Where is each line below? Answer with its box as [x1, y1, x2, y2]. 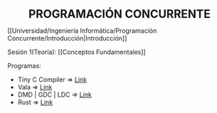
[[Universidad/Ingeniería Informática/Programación [7, 26, 157, 35]
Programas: [7, 62, 41, 70]
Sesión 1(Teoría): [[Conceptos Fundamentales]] [7, 48, 146, 56]
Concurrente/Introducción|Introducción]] [7, 34, 127, 42]
